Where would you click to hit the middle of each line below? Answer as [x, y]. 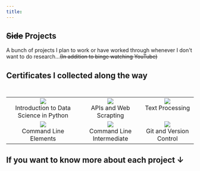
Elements [43, 139]
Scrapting [110, 115]
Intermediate [110, 139]
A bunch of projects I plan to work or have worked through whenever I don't [99, 50]
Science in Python [43, 115]
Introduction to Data [43, 108]
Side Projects [31, 36]
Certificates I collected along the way [77, 75]
